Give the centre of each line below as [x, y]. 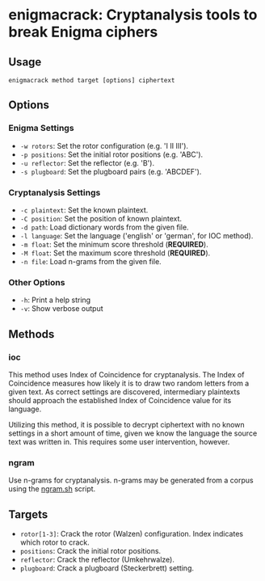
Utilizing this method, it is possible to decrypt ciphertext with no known [126, 424]
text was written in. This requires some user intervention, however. [119, 441]
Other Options [37, 282]
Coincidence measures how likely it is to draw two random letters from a [129, 383]
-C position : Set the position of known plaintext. [101, 218]
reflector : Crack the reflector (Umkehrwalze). [97, 560]
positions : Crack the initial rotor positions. [90, 551]
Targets [28, 514]
